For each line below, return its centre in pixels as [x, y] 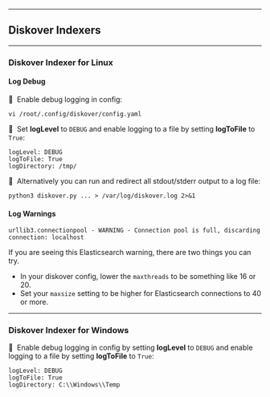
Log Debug [27, 82]
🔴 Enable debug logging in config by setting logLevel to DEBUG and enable [131, 348]
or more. [34, 302]
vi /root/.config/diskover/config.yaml [75, 114]
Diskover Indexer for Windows [69, 330]
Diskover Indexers [55, 30]
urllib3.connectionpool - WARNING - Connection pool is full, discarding [135, 231]
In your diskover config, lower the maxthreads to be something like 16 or [138, 277]
